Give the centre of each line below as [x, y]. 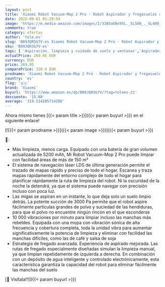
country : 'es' [20, 78]
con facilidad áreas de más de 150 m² [50, 160]
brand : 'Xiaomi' [22, 88]
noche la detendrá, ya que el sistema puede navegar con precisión [80, 186]
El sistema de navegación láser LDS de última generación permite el [81, 165]
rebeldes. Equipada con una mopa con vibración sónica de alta [76, 223]
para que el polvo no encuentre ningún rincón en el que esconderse [81, 212]
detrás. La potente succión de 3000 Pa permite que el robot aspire [80, 202]
